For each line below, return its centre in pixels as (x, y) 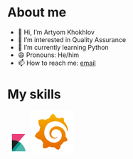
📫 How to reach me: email (57, 63)
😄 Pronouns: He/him (48, 55)
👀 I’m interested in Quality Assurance (72, 39)
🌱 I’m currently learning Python (63, 47)
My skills (34, 94)
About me (37, 12)
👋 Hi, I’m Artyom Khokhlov (56, 32)
